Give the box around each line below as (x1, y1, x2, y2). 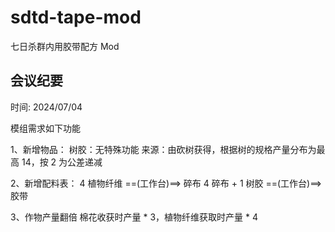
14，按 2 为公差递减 (21, 156, 103, 168)
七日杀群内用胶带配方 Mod (10, 40, 120, 52)
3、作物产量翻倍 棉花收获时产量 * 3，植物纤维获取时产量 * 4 (10, 211, 259, 223)
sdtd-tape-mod (10, 6, 142, 29)
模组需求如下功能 (10, 122, 81, 134)
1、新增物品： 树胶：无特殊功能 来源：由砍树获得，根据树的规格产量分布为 (10, 143, 317, 155)
